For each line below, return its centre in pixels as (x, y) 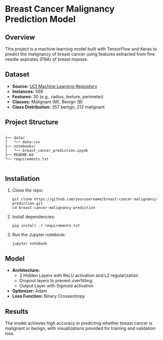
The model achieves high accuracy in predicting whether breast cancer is (79, 323)
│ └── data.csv (23, 142)
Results (17, 312)
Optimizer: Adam (29, 291)
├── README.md (19, 155)
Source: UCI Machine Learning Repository (54, 86)
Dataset (17, 75)
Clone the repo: (28, 190)
